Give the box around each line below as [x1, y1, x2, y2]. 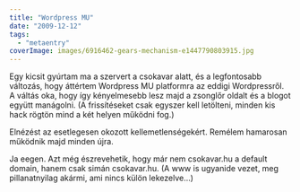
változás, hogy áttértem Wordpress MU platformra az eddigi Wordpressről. [9, 81, 285, 92]
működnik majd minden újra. [9, 136, 114, 147]
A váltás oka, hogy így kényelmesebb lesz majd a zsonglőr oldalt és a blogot [9, 91, 291, 101]
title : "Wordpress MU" [9, 13, 94, 22]
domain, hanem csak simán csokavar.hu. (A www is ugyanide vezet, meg [9, 163, 279, 174]
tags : [9, 30, 30, 39]
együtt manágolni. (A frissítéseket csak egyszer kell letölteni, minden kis [9, 100, 276, 110]
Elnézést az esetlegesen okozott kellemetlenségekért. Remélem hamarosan [9, 127, 288, 137]
